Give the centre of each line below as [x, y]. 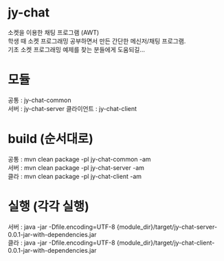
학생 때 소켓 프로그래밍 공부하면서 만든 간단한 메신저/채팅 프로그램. [97, 41]
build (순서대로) [51, 139]
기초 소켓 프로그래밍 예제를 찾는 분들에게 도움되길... [77, 49]
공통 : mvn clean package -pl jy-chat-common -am [79, 159]
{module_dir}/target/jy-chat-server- [167, 227]
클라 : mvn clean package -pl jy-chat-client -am [75, 176]
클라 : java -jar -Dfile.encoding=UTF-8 [61, 243]
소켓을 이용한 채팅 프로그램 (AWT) [54, 32]
